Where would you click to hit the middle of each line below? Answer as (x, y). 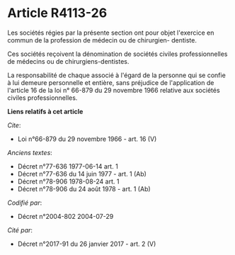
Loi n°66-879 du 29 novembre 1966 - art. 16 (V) (87, 139)
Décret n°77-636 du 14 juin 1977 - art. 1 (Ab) (82, 174)
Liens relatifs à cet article (45, 111)
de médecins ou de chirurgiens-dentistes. (68, 61)
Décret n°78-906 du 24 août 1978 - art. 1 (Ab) (84, 188)
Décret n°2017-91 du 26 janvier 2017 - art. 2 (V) (87, 244)
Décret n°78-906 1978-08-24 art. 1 (68, 181)
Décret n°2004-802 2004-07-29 (65, 216)
